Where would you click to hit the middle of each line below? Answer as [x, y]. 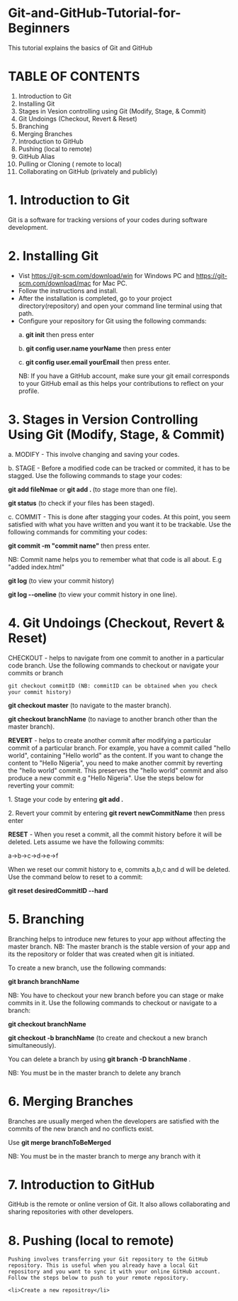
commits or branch [35, 672]
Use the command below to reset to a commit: [75, 877]
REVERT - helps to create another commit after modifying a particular [110, 740]
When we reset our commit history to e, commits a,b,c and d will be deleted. [119, 869]
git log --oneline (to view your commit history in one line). [93, 594]
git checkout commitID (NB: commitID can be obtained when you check [113, 686]
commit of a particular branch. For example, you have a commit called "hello [119, 748]
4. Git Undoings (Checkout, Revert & [117, 623]
